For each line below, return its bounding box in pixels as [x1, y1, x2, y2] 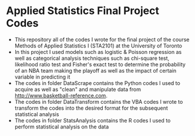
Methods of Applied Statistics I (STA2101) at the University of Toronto [14, 42, 182, 49]
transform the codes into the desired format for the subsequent [14, 104, 169, 111]
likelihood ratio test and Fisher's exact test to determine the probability [14, 60, 186, 68]
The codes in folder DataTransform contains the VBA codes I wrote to [14, 98, 183, 105]
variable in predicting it [14, 73, 70, 80]
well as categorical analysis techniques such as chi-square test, [14, 55, 170, 62]
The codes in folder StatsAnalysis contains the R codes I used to [14, 117, 171, 124]
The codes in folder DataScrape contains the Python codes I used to [14, 79, 180, 86]
